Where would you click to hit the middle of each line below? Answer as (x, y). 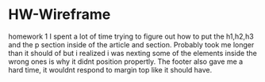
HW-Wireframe (60, 15)
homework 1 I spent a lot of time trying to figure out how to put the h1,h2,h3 (131, 36)
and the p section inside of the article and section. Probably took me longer (131, 44)
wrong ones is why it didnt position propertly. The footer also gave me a (126, 61)
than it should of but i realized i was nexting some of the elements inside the (133, 53)
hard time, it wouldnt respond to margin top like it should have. (110, 69)
